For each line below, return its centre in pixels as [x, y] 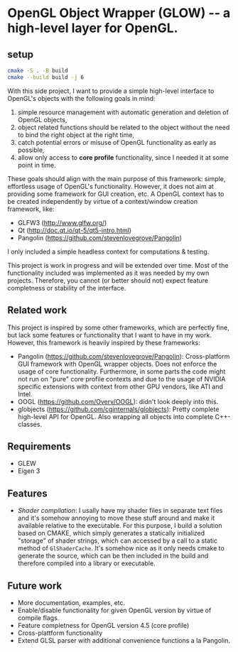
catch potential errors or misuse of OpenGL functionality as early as [117, 142]
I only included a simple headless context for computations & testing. [108, 251]
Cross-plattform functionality [60, 633]
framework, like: [31, 209]
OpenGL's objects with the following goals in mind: [81, 98]
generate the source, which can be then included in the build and [113, 556]
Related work [37, 310]
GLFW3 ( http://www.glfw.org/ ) [62, 222]
